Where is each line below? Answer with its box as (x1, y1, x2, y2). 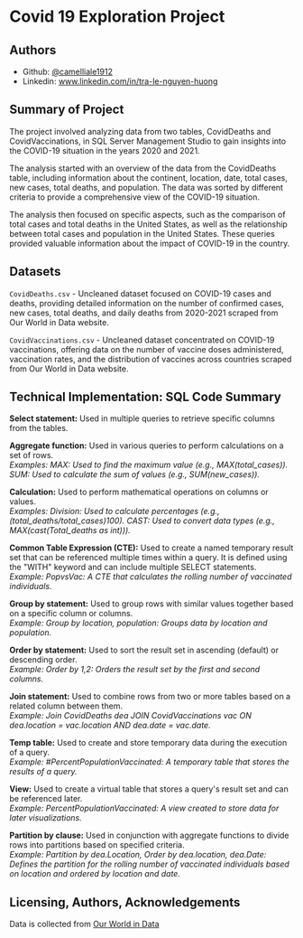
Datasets (9, 264, 61, 279)
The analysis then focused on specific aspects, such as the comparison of (9, 209, 286, 220)
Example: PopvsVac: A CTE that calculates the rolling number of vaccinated (9, 571, 292, 582)
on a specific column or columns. (9, 608, 133, 619)
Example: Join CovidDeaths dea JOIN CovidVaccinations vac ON (9, 710, 252, 721)
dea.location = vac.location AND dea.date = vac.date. (9, 720, 211, 731)
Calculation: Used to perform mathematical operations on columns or (9, 486, 269, 498)
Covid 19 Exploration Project (9, 6, 225, 27)
